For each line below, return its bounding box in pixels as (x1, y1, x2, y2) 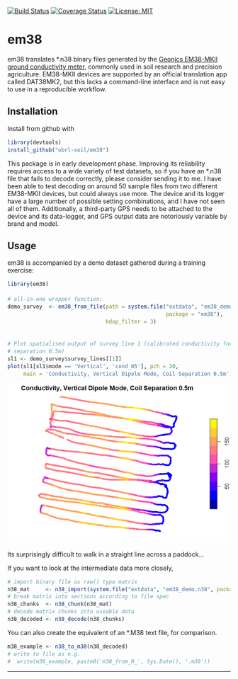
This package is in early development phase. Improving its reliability (7, 159, 205, 168)
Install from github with (7, 124, 74, 132)
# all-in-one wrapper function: (7, 296, 103, 303)
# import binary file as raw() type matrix (7, 578, 138, 586)
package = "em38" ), (165, 310, 223, 318)
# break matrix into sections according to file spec (7, 593, 170, 600)
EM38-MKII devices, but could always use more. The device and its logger (7, 189, 225, 198)
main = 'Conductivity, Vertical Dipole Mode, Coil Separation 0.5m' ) (23, 370, 233, 377)
